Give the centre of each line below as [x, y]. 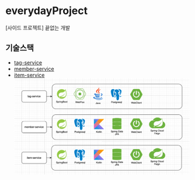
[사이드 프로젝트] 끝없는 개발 [38, 28]
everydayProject [47, 11]
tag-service [28, 62]
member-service [34, 69]
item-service [29, 75]
